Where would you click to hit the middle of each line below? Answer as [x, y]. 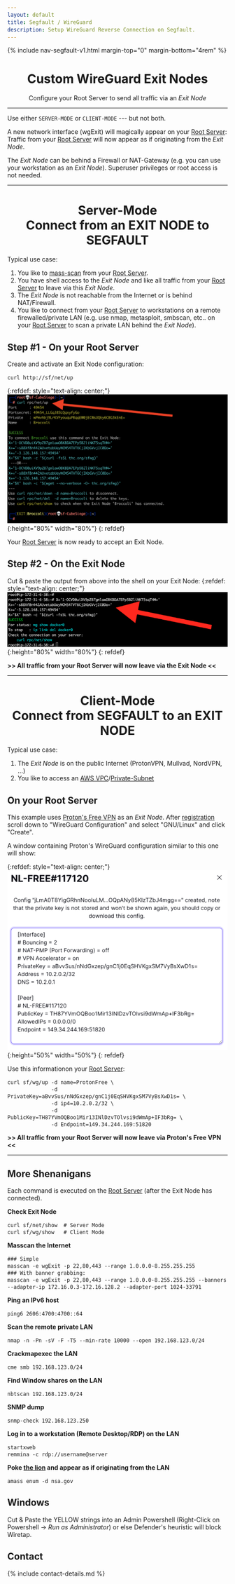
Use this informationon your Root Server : [66, 1069]
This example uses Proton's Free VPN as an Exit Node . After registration [111, 818]
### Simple [23, 1259]
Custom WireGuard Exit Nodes [117, 79]
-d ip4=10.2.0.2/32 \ [83, 1104]
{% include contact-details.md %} [56, 1573]
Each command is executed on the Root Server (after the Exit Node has [110, 1190]
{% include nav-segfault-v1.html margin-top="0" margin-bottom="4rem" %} [117, 50]
